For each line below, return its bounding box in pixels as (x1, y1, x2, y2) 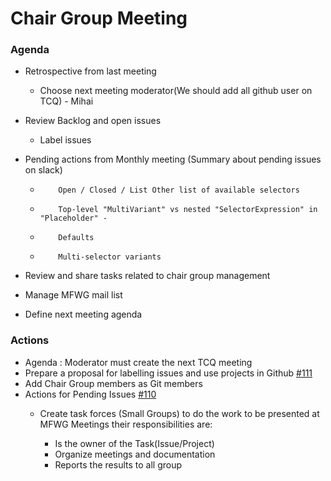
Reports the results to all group (54, 458, 183, 471)
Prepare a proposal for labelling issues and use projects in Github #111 (24, 367, 313, 379)
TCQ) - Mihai (39, 95, 94, 107)
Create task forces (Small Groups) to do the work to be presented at (39, 407, 320, 419)
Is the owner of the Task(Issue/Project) (54, 437, 215, 449)
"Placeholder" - (39, 213, 108, 224)
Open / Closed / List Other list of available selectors (58, 185, 300, 196)
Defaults (58, 233, 95, 243)
